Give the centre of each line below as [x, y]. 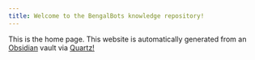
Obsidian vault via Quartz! [51, 47]
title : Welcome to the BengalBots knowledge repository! [106, 16]
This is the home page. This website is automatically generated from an [127, 39]
